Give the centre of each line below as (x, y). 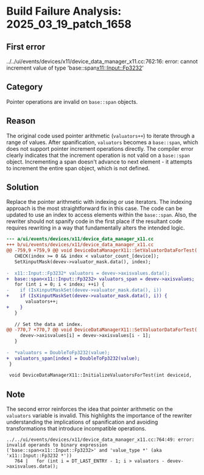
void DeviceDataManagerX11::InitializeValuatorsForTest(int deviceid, (100, 375)
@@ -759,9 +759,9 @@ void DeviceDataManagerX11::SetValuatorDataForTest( (102, 251)
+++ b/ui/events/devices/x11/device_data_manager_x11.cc (80, 245)
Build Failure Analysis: (64, 11)
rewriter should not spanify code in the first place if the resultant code (94, 222)
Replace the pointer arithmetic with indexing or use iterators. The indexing (99, 202)
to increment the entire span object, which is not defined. (78, 168)
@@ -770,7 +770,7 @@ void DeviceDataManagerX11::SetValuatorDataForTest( (102, 330)
